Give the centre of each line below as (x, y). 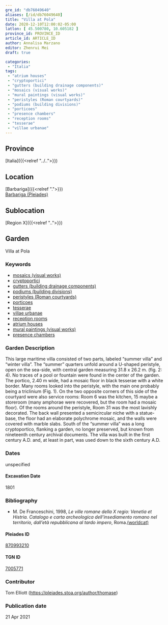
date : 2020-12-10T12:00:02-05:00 (41, 24)
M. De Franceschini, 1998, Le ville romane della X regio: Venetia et (82, 512)
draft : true (18, 52)
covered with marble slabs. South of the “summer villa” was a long (75, 424)
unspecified (18, 464)
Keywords (18, 264)
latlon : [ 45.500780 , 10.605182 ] (42, 29)
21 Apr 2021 (18, 617)
